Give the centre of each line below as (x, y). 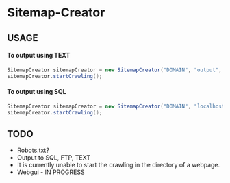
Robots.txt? (33, 150)
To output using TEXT (39, 56)
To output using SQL (37, 92)
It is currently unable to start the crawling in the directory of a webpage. (118, 165)
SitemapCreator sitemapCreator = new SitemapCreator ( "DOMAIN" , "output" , (115, 70)
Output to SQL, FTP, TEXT (54, 158)
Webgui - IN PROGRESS (51, 172)
